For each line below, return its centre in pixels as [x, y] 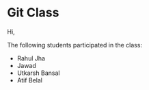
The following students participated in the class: [74, 45]
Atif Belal [30, 80]
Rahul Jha [31, 58]
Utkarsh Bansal [38, 73]
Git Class [33, 13]
